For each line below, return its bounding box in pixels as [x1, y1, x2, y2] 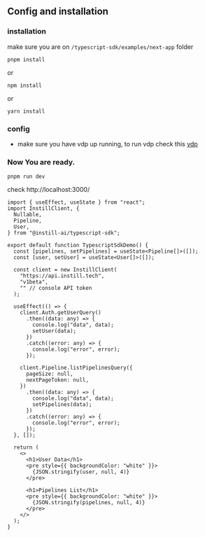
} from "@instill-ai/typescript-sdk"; [7, 230, 120, 237]
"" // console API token [20, 285, 92, 292]
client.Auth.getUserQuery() [20, 309, 101, 316]
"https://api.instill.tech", [20, 272, 105, 279]
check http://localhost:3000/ [7, 186, 90, 194]
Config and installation [7, 6, 108, 18]
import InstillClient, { [7, 205, 80, 212]
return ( [13, 444, 39, 451]
